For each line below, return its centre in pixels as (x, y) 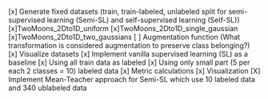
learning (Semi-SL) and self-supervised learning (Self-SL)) (143, 20)
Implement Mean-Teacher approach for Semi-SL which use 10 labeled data (132, 79)
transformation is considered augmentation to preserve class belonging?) (129, 46)
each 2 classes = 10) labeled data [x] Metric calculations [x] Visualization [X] (134, 71)
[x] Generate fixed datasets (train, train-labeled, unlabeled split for (117, 12)
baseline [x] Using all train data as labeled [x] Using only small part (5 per (129, 62)
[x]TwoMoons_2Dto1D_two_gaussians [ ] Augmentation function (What (124, 37)
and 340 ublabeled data (48, 88)
